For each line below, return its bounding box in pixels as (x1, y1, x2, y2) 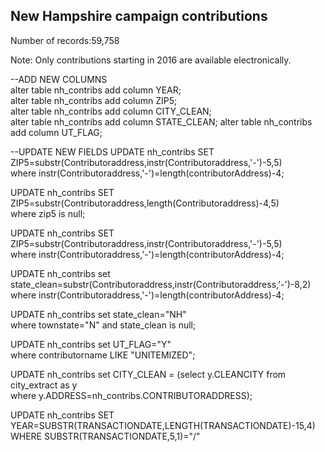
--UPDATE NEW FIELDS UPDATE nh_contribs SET (10, 145, 215, 158)
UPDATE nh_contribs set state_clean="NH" (10, 308, 187, 320)
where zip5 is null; (10, 207, 86, 219)
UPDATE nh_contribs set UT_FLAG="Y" (10, 338, 172, 350)
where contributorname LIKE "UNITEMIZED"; (10, 349, 196, 361)
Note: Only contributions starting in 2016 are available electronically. (10, 54, 292, 66)
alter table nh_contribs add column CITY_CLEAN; (10, 105, 212, 117)
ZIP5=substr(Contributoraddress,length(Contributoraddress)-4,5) (10, 197, 280, 209)
